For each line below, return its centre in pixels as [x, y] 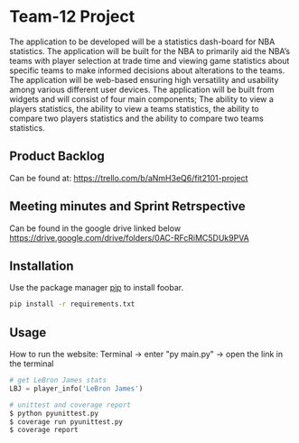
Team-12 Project [72, 17]
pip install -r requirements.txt [72, 304]
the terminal [32, 364]
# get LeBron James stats [58, 381]
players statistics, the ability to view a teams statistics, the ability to [134, 108]
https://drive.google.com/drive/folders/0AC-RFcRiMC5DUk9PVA [130, 237]
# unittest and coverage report [70, 405]
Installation [42, 266]
